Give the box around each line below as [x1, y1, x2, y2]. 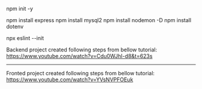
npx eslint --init [6, 35, 44, 41]
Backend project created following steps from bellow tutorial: [6, 46, 158, 53]
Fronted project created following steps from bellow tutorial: [6, 70, 155, 76]
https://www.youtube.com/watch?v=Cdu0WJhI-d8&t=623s [6, 53, 153, 59]
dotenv [6, 23, 24, 30]
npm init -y [6, 5, 33, 12]
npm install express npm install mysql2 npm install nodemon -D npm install [6, 17, 191, 23]
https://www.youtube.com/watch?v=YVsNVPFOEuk [6, 76, 133, 83]
